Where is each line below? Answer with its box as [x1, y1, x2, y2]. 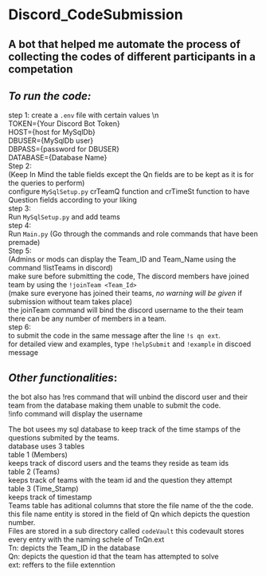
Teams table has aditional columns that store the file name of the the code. [8, 501, 254, 511]
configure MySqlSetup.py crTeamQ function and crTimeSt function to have [8, 187, 250, 196]
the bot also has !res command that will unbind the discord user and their [8, 393, 248, 402]
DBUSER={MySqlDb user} [8, 136, 94, 145]
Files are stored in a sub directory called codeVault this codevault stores [8, 527, 244, 536]
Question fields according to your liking [8, 195, 138, 205]
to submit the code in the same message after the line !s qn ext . [8, 331, 221, 341]
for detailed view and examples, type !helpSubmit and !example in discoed [8, 339, 252, 349]
